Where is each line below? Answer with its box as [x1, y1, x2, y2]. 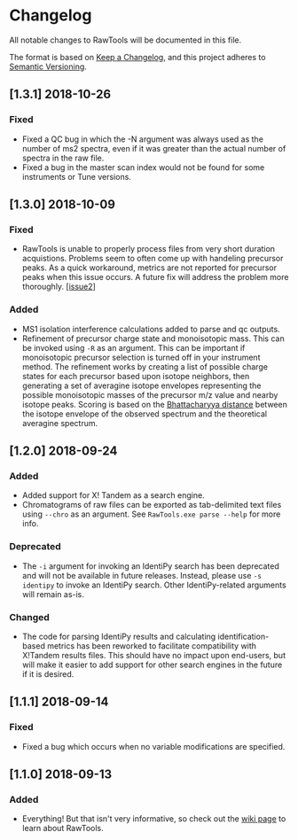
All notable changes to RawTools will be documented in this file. [9, 35, 242, 45]
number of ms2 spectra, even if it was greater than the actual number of [21, 143, 286, 153]
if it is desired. [21, 668, 74, 679]
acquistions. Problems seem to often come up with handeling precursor [21, 253, 284, 264]
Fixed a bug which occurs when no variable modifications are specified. [21, 741, 286, 751]
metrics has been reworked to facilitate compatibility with [47, 640, 257, 651]
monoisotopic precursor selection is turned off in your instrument [21, 352, 261, 362]
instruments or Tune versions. [21, 171, 131, 182]
